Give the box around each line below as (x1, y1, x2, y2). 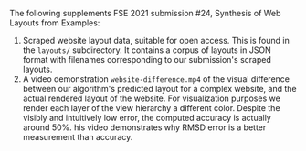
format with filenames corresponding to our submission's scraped (22, 55, 271, 65)
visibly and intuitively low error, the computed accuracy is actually (22, 113, 271, 123)
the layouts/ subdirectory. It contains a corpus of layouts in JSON (22, 45, 271, 55)
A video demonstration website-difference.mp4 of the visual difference (22, 74, 290, 85)
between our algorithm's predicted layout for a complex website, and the (22, 84, 297, 94)
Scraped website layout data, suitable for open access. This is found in (22, 35, 290, 45)
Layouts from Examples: (9, 17, 100, 28)
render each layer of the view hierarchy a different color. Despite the (22, 103, 280, 113)
